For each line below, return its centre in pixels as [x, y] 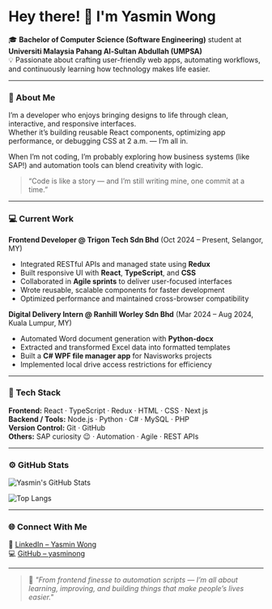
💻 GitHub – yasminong [47, 554]
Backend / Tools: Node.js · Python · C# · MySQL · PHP [99, 419]
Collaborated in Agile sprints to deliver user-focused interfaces [126, 281]
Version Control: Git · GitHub [57, 427]
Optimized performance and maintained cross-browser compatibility [134, 298]
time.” [38, 190]
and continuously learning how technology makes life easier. [109, 69]
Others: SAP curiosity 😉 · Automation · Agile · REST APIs [104, 436]
